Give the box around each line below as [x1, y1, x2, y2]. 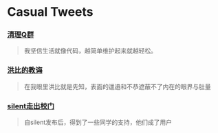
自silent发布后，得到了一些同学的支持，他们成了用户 [23, 118, 172, 127]
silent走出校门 [7, 101, 55, 110]
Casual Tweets [7, 4, 94, 20]
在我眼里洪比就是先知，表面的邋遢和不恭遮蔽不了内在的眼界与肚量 [23, 82, 211, 90]
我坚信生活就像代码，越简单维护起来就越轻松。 [23, 47, 157, 55]
